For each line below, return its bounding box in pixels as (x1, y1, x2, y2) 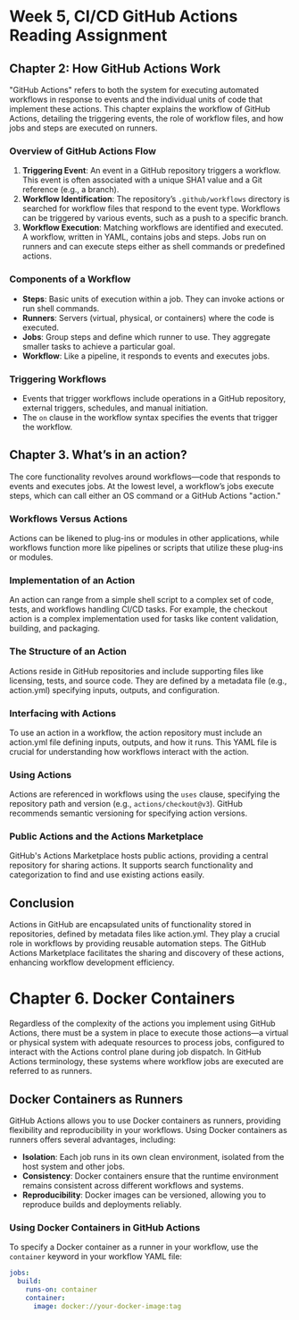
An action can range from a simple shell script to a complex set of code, (9, 595, 274, 605)
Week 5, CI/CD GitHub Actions (9, 6, 238, 27)
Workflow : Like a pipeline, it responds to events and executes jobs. (21, 351, 270, 361)
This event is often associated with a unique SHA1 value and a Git (21, 174, 263, 185)
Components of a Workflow (9, 273, 131, 285)
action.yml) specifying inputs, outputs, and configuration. (9, 684, 220, 695)
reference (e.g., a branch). (21, 184, 120, 195)
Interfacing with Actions (9, 707, 117, 719)
